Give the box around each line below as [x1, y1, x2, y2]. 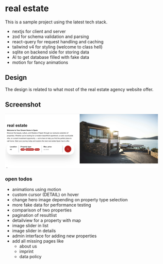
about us [19, 244, 37, 249]
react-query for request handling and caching [12, 38, 104, 44]
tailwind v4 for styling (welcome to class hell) [12, 44, 103, 50]
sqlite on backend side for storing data [12, 49, 90, 55]
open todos [5, 176, 33, 182]
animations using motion [12, 187, 62, 193]
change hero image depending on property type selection [12, 197, 128, 203]
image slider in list [12, 223, 49, 229]
